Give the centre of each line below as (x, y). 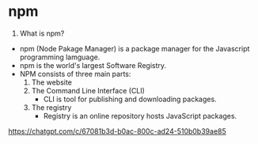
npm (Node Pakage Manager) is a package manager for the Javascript (135, 48)
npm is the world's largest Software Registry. (93, 65)
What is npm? (42, 33)
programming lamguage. (60, 57)
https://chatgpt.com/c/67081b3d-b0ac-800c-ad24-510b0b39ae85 (118, 131)
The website (52, 82)
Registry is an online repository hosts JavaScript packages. (140, 116)
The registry (51, 107)
